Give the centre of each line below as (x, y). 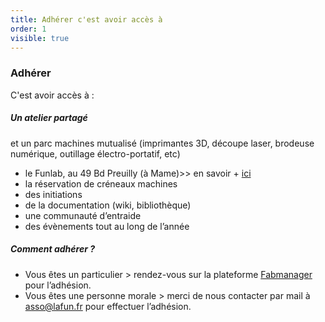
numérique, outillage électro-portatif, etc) (95, 153)
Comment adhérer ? (53, 249)
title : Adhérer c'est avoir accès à (86, 19)
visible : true (40, 38)
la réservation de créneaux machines (101, 183)
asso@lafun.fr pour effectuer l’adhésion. (108, 306)
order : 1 (28, 29)
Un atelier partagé (49, 118)
